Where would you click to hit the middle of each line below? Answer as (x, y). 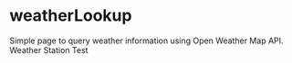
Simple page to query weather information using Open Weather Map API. (147, 40)
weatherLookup (71, 16)
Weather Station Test (49, 49)
